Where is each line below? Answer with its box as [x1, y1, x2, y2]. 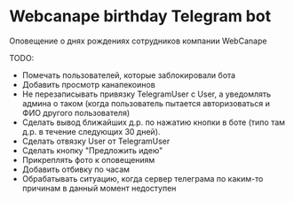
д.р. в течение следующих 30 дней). [21, 126, 161, 136]
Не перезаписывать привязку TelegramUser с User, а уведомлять [21, 89, 272, 99]
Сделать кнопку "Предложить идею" [21, 144, 163, 156]
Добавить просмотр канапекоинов [21, 79, 155, 89]
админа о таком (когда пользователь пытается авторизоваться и [21, 97, 271, 108]
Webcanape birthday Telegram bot [9, 6, 272, 27]
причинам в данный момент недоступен [21, 183, 177, 193]
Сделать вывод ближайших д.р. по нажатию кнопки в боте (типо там [21, 117, 286, 128]
